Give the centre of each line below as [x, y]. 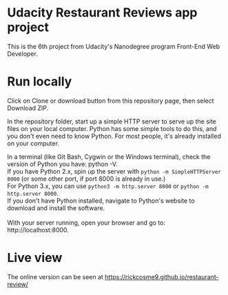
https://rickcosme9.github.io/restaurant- [162, 276]
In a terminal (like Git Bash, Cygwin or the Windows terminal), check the [109, 156]
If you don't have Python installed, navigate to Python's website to [101, 201]
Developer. [22, 54]
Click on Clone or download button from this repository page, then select [111, 101]
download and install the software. [56, 207]
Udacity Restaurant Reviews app [102, 13]
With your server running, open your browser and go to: [86, 223]
